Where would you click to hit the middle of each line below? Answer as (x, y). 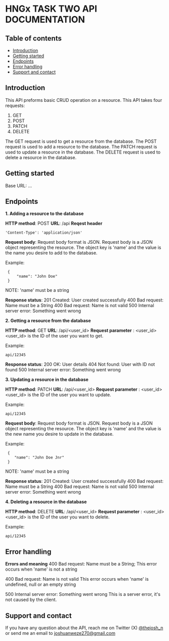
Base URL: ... (18, 185)
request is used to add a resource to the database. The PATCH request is (81, 146)
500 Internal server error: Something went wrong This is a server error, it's (83, 594)
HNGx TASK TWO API (51, 9)
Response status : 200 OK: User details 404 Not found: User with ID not (80, 364)
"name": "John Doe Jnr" (39, 458)
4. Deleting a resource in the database (46, 502)
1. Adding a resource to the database (45, 214)
